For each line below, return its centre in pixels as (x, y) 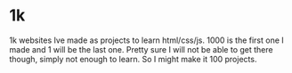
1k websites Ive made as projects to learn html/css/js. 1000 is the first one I (147, 40)
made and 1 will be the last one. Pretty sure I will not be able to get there (141, 49)
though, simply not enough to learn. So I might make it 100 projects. (133, 59)
